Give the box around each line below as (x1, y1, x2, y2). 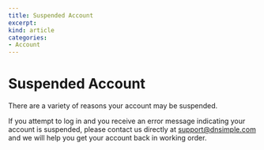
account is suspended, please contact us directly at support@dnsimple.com (8, 125, 257, 134)
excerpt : (8, 19, 37, 27)
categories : (8, 33, 47, 42)
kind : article (8, 26, 55, 34)
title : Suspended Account (8, 11, 93, 20)
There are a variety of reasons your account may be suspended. (8, 101, 218, 111)
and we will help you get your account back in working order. (8, 133, 207, 143)
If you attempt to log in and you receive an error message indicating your (8, 116, 246, 126)
